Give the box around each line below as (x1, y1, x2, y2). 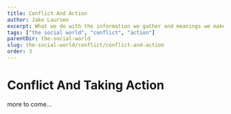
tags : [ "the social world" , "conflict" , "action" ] (7, 29, 155, 36)
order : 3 (7, 48, 32, 55)
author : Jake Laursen (7, 16, 69, 23)
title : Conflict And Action (7, 10, 88, 17)
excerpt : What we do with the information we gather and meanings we (7, 23, 211, 29)
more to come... (7, 100, 52, 108)
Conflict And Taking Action (7, 78, 165, 93)
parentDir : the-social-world (7, 35, 91, 42)
